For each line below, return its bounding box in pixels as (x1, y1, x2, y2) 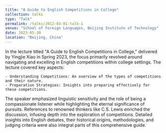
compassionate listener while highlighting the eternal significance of (5, 101, 145, 107)
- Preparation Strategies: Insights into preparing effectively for (5, 82, 150, 87)
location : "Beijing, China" (5, 35, 64, 40)
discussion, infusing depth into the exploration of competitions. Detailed (5, 111, 153, 117)
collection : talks (5, 12, 43, 17)
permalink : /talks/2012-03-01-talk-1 (5, 21, 83, 26)
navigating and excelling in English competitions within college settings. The (5, 59, 162, 65)
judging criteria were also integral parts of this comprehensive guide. (5, 122, 147, 128)
